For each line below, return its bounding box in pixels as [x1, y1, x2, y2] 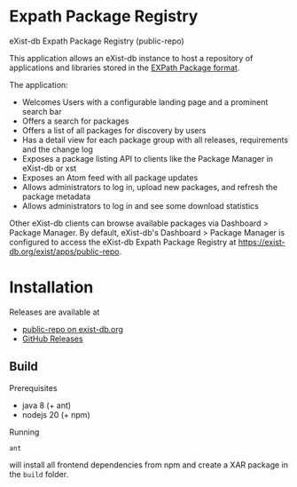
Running [9, 427, 40, 437]
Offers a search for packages [21, 116, 129, 126]
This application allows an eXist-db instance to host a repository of [9, 52, 254, 63]
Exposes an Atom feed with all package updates [21, 172, 199, 183]
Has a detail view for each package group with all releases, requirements [21, 134, 289, 145]
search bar [21, 106, 62, 116]
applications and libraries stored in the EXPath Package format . [9, 62, 240, 73]
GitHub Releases [21, 333, 83, 344]
